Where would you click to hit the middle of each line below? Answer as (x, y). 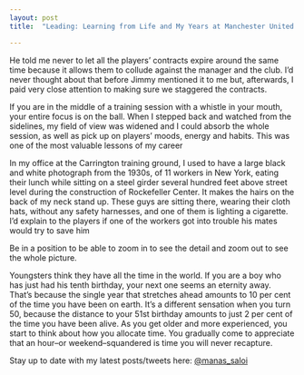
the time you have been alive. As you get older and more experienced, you (148, 323)
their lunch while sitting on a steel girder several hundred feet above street (148, 182)
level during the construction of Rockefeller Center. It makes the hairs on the (152, 192)
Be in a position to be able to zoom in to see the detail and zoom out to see (149, 248)
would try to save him (50, 230)
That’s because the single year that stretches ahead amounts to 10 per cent (150, 294)
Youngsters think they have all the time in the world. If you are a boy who (145, 275)
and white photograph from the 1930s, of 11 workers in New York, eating (144, 173)
